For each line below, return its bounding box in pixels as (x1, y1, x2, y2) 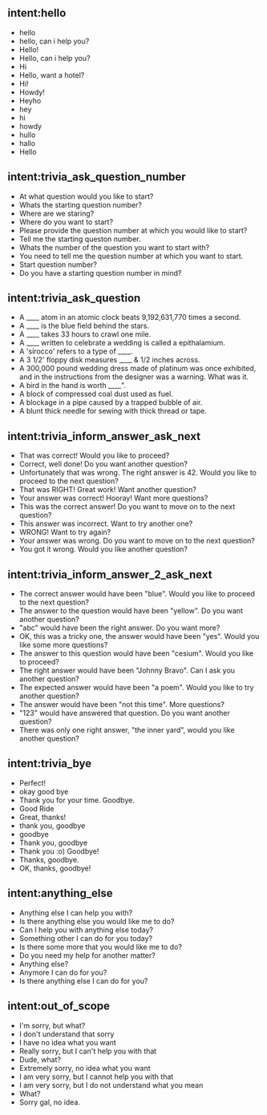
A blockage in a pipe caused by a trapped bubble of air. (18, 398, 203, 407)
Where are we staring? (18, 208, 95, 218)
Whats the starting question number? (18, 200, 142, 209)
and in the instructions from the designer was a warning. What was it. (18, 372, 249, 382)
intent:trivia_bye (7, 757, 92, 770)
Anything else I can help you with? (18, 907, 133, 917)
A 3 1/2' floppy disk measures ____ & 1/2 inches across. (18, 355, 200, 365)
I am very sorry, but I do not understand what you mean (18, 1080, 204, 1089)
